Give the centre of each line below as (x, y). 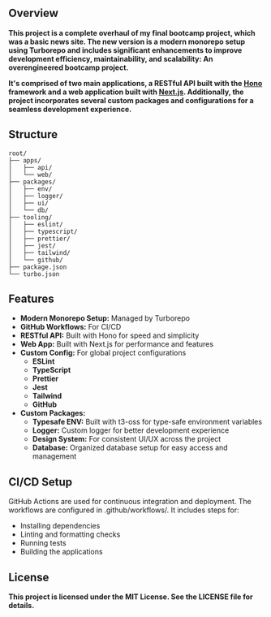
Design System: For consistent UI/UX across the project (127, 439)
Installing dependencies (60, 526)
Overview (34, 13)
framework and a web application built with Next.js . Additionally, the (126, 92)
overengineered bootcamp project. (69, 67)
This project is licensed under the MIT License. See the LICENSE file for (131, 597)
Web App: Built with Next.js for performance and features (116, 344)
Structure (33, 134)
